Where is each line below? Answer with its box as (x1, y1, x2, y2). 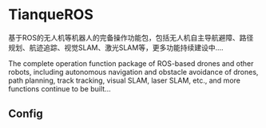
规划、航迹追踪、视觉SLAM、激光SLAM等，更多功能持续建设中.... (8, 42, 224, 52)
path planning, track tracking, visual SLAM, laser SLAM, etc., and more (8, 76, 241, 85)
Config (8, 107, 43, 121)
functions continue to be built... (8, 83, 111, 93)
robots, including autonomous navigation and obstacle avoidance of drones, (8, 67, 259, 76)
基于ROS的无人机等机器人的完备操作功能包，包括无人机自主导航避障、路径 (8, 33, 254, 42)
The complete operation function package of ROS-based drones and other (8, 58, 254, 68)
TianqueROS (8, 6, 94, 24)
